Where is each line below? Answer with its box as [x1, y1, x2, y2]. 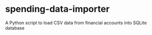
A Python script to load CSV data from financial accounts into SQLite [5, 20, 147, 26]
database [5, 25, 25, 31]
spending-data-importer [5, 3, 110, 15]
